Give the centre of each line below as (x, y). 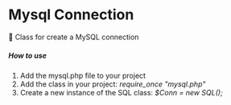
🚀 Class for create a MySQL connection (74, 37)
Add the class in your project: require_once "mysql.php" (113, 84)
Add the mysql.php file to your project (83, 75)
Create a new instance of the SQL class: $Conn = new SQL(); (121, 92)
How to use (27, 55)
